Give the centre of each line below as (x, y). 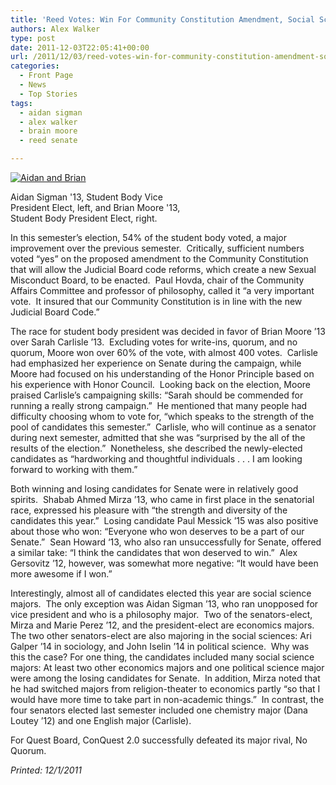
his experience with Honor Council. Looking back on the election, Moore (161, 384)
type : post (33, 38)
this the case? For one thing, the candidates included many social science (162, 657)
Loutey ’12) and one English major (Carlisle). (101, 720)
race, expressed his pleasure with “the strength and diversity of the (149, 510)
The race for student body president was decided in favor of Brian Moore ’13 (168, 331)
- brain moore (48, 131)
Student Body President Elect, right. (84, 218)
